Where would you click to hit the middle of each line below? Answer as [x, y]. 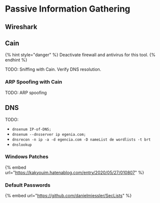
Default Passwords [28, 185]
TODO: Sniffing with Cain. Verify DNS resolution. [53, 69]
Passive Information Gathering [68, 9]
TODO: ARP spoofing [26, 93]
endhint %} [16, 60]
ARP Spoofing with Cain [34, 82]
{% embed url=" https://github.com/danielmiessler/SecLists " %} [68, 196]
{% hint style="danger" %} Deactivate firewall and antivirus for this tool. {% [80, 55]
